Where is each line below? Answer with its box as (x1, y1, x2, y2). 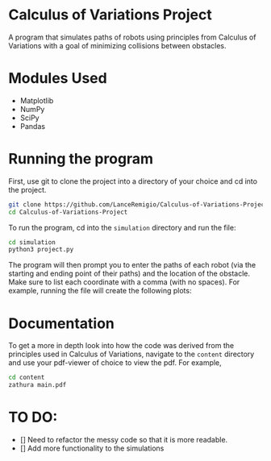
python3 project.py (8, 246, 74, 254)
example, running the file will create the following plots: (8, 286, 192, 296)
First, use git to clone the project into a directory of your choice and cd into (8, 176, 258, 186)
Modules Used (8, 69, 107, 88)
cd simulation (8, 238, 56, 247)
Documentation (8, 314, 115, 332)
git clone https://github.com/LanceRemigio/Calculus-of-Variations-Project (8, 200, 269, 209)
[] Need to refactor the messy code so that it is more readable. (19, 434, 228, 444)
